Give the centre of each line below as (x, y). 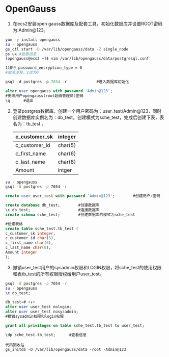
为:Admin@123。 (30, 30)
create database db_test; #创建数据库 (52, 205)
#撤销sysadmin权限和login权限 (35, 317)
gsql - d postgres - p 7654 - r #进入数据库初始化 (67, 82)
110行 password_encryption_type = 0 (44, 68)
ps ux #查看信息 (21, 54)
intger (65, 170)
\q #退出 (20, 100)
